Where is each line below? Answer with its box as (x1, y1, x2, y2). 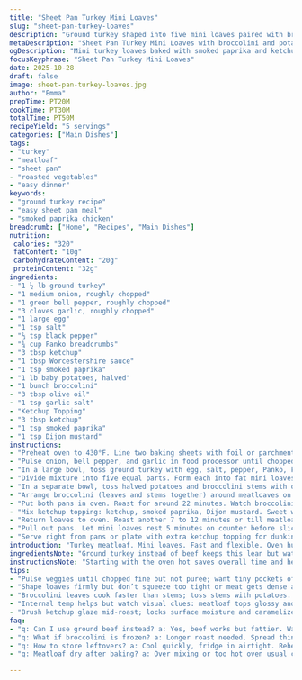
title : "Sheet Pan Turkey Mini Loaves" (9, 13, 159, 23)
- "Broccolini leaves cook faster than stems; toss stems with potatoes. (9, 591, 292, 600)
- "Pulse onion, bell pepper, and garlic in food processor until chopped (9, 457, 296, 467)
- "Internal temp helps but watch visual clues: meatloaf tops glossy (9, 600, 280, 609)
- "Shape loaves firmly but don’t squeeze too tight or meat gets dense (9, 583, 288, 592)
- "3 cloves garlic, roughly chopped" (9, 306, 155, 315)
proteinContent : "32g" (13, 265, 99, 274)
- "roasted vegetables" (9, 172, 99, 181)
